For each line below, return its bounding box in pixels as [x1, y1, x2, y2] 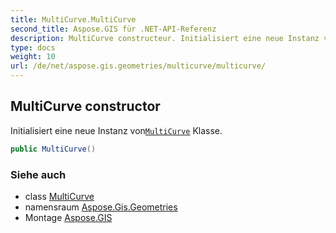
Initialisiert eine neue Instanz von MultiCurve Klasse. [10, 124, 223, 136]
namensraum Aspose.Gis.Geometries [24, 201, 178, 213]
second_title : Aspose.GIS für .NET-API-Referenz [10, 24, 217, 34]
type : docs [10, 42, 56, 53]
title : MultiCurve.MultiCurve [10, 14, 137, 25]
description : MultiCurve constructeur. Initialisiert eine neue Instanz [10, 33, 320, 43]
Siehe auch [10, 167, 67, 181]
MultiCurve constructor [10, 98, 161, 115]
